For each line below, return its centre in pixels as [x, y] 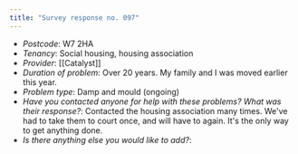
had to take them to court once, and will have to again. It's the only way [156, 120]
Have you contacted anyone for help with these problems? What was [152, 101]
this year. [39, 82]
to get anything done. [62, 130]
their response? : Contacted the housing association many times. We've [155, 111]
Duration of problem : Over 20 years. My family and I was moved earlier [155, 72]
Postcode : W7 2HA [58, 43]
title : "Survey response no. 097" [75, 18]
